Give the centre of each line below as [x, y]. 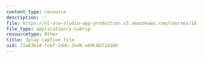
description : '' [27, 18]
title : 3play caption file [40, 40]
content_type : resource [36, 12]
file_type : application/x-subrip [49, 29]
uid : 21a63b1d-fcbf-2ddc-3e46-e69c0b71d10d [62, 46]
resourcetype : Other [32, 34]
